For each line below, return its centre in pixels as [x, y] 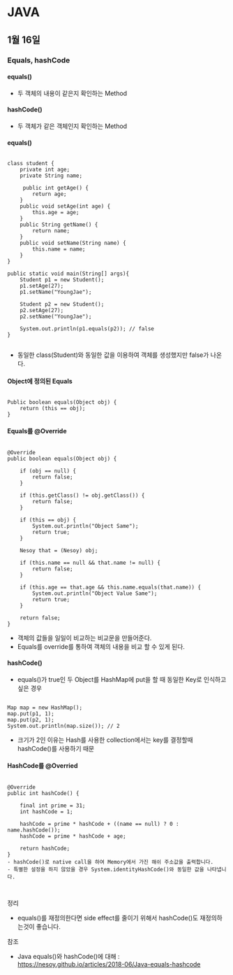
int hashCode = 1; [46, 812]
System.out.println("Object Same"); [85, 526]
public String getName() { [59, 225]
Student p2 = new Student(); [62, 304]
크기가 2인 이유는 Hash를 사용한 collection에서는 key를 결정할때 [105, 740]
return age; [50, 194]
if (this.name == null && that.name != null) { [90, 563]
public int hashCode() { [43, 793]
